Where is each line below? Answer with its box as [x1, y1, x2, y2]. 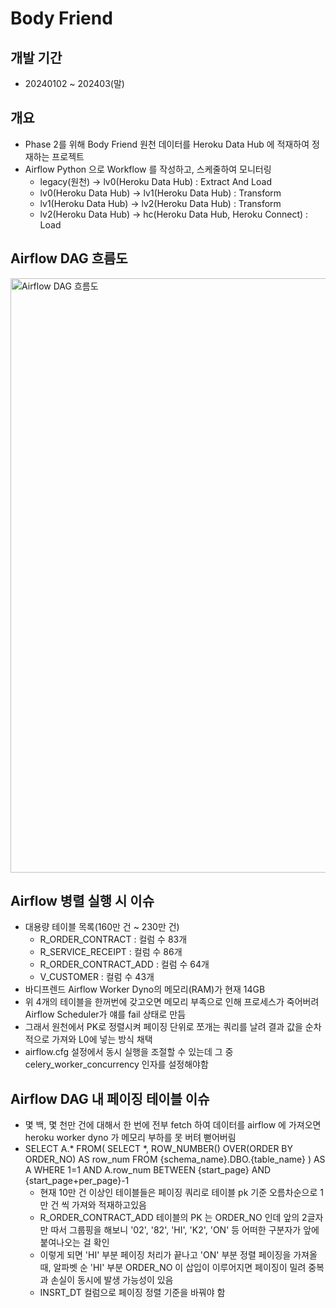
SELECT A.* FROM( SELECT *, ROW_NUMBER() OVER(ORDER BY [24, 1143, 294, 1155]
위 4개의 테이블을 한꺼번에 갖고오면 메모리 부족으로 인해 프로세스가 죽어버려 [24, 996, 320, 1008]
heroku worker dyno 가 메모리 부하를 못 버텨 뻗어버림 [24, 1132, 237, 1144]
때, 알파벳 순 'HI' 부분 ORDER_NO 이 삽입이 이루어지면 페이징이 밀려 [39, 1262, 307, 1274]
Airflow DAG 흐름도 [10, 250, 128, 267]
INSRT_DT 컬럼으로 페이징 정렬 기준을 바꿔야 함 [39, 1287, 226, 1299]
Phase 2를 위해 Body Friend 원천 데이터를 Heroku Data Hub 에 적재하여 [24, 138, 310, 150]
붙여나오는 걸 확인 [39, 1237, 110, 1249]
